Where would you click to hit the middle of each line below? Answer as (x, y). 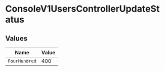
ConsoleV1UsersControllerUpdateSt (82, 9)
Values (16, 38)
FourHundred (22, 61)
